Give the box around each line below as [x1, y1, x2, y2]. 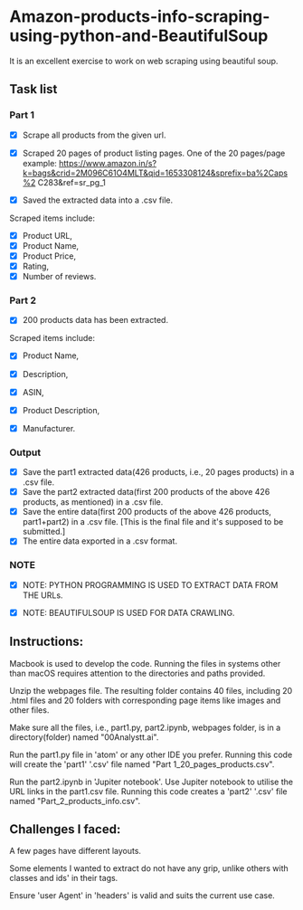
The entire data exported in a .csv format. [22, 536, 178, 546]
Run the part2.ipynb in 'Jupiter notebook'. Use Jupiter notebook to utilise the [9, 776, 294, 787]
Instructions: [9, 634, 84, 649]
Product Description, [22, 404, 100, 415]
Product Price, [22, 251, 77, 261]
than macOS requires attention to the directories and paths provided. [9, 668, 266, 678]
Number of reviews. [22, 271, 97, 282]
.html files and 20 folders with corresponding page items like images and [9, 695, 281, 706]
